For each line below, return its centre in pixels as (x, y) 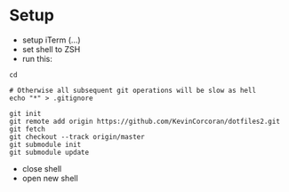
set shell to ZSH (51, 49)
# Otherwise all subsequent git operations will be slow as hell (132, 90)
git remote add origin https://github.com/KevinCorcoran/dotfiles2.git (144, 121)
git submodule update (49, 152)
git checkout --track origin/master (77, 137)
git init (25, 113)
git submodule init (45, 144)
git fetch (28, 129)
